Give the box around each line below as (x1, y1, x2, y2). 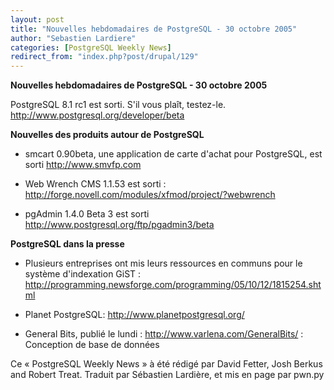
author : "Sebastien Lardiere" (10, 33, 137, 43)
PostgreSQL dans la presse (10, 238, 125, 250)
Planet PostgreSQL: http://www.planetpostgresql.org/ (24, 309, 245, 321)
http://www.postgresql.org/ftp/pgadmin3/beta (24, 219, 215, 231)
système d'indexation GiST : (24, 268, 142, 280)
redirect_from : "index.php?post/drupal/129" (10, 52, 199, 62)
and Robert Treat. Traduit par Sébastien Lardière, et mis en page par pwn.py (10, 369, 325, 381)
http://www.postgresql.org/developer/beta (10, 109, 185, 121)
